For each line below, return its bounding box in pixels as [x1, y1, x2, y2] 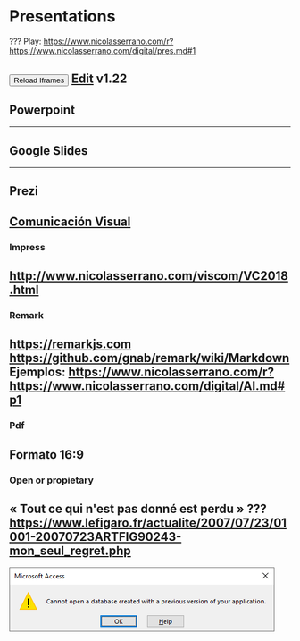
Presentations [9, 6, 116, 27]
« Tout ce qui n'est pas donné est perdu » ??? [9, 501, 268, 516]
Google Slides [9, 143, 88, 158]
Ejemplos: [9, 365, 66, 380]
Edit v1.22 [71, 72, 128, 87]
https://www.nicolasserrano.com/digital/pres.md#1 [9, 45, 196, 55]
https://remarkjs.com [9, 337, 132, 352]
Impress [9, 240, 46, 253]
